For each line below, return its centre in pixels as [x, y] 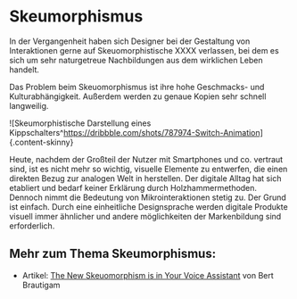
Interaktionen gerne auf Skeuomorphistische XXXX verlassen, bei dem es [144, 50]
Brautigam [41, 285]
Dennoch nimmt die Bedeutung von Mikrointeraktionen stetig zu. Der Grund [148, 197]
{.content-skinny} [41, 142]
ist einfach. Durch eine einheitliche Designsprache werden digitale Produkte [148, 206]
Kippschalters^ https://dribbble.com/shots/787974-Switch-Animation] [136, 132]
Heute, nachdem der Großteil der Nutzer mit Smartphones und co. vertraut [146, 159]
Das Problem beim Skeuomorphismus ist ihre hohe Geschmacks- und [137, 87]
